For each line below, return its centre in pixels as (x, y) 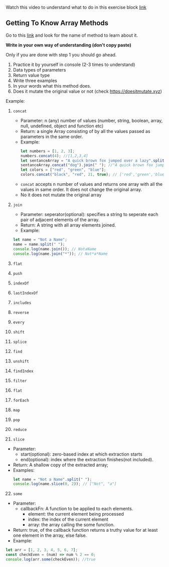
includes (22, 303)
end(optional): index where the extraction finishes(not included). (87, 459)
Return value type (31, 75)
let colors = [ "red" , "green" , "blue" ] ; (63, 170)
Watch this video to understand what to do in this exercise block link (76, 7)
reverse (21, 312)
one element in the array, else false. (50, 535)
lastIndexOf (25, 293)
